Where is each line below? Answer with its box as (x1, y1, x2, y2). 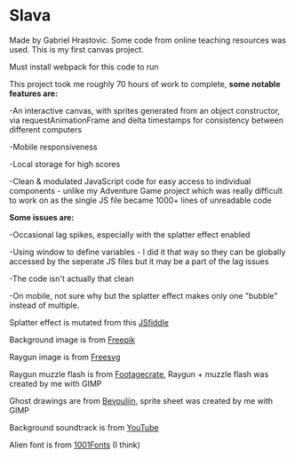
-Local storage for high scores (9, 158, 121, 169)
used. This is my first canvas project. (9, 44, 144, 54)
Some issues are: (9, 212, 75, 222)
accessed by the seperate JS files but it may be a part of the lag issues (9, 255, 269, 267)
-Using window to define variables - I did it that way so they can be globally (9, 246, 286, 257)
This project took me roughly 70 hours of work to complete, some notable (9, 78, 281, 89)
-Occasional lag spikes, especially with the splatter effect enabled (9, 229, 251, 240)
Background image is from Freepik (9, 334, 136, 345)
